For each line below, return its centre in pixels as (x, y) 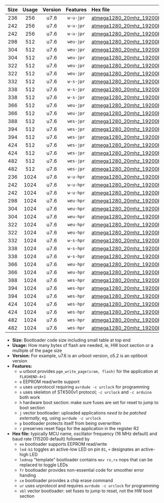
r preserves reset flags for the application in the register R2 (79, 428)
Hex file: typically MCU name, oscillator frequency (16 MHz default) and (85, 434)
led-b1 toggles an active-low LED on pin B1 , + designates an (80, 449)
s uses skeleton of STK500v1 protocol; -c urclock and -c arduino (86, 392)
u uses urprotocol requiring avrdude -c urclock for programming (84, 387)
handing (28, 475)
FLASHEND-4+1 (33, 377)
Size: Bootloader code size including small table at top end (71, 340)
